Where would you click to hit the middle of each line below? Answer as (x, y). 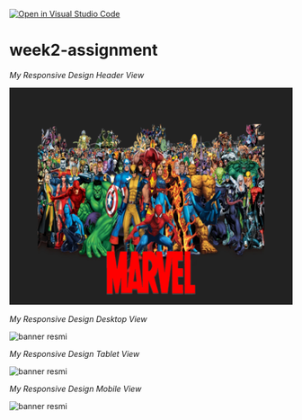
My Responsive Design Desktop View (79, 319)
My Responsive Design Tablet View (75, 354)
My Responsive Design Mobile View (75, 389)
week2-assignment (84, 50)
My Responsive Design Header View (77, 75)
